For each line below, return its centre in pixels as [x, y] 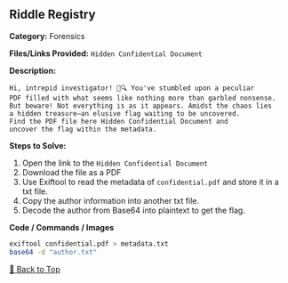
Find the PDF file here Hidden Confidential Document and [119, 121]
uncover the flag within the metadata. [83, 129]
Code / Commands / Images [62, 227]
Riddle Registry [52, 15]
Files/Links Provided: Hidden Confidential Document [106, 53]
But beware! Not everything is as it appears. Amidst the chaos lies [141, 106]
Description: [32, 70]
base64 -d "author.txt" [53, 252]
